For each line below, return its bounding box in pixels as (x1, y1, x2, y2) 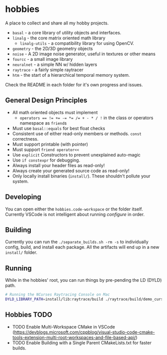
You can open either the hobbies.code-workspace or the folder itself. (5, 206, 143, 212)
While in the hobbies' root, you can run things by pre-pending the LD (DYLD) (5, 277, 162, 283)
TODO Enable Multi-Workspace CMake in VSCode (12, 324, 115, 330)
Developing (5, 193, 41, 201)
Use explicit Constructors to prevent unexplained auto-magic (12, 152, 141, 158)
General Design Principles (5, 96, 87, 105)
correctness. (12, 136, 39, 142)
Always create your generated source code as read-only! (12, 168, 130, 174)
